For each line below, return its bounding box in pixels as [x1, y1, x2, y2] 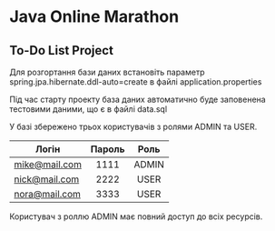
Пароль [90, 143, 125, 156]
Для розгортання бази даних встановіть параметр [9, 66, 205, 77]
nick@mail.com [14, 173, 80, 186]
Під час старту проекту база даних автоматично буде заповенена [9, 94, 266, 105]
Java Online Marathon [9, 6, 180, 27]
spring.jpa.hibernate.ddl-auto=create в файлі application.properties [9, 76, 262, 87]
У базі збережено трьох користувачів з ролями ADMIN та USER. [9, 121, 258, 132]
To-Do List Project [9, 43, 113, 58]
